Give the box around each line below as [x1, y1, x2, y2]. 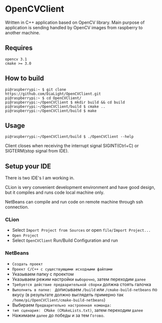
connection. [5, 204, 29, 210]
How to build [5, 74, 44, 83]
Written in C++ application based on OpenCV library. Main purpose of [5, 19, 145, 25]
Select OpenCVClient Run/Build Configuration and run [12, 238, 118, 243]
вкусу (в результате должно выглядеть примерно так [12, 291, 124, 297]
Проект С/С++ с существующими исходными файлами [12, 267, 113, 272]
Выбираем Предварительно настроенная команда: [12, 302, 112, 308]
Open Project [12, 233, 39, 238]
